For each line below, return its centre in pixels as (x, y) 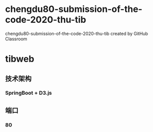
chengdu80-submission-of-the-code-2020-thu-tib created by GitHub (77, 33)
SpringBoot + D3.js (29, 93)
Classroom (16, 39)
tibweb (20, 59)
